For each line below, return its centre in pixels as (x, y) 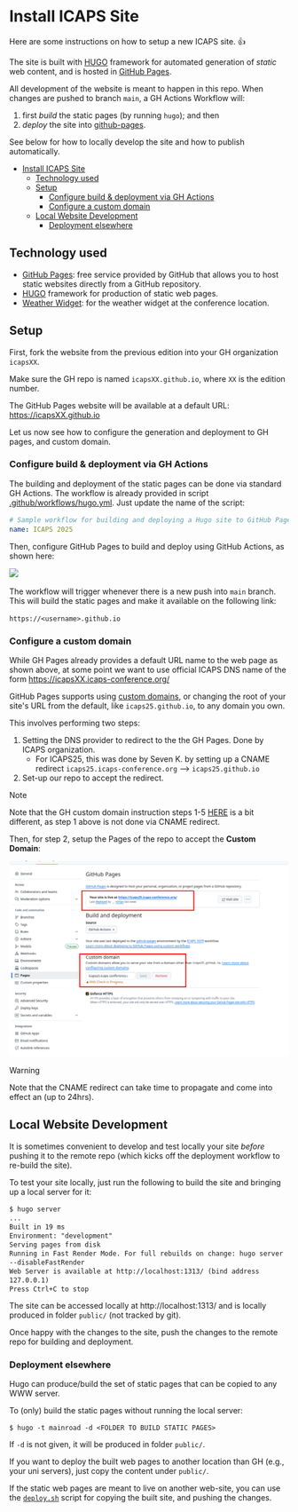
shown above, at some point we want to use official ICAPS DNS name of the (148, 669)
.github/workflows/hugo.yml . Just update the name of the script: (127, 503)
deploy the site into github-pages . (84, 124)
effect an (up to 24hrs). (52, 1096)
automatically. (35, 151)
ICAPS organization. (59, 749)
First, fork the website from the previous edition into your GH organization (144, 352)
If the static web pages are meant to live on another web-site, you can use (145, 1488)
